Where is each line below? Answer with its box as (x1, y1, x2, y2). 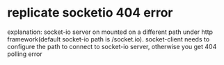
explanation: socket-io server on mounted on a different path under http (7, 28, 214, 36)
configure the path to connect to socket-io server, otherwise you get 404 (7, 42, 217, 50)
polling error (7, 50, 43, 58)
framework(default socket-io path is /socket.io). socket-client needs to (7, 35, 210, 43)
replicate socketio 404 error (7, 5, 173, 21)
